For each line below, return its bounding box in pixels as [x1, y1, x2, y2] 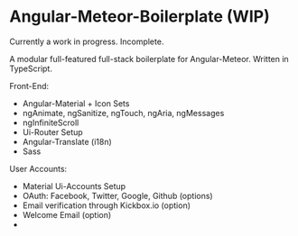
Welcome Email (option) [22, 209, 112, 220]
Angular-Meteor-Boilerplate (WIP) [9, 6, 270, 27]
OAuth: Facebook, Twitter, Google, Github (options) [22, 190, 214, 201]
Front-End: [9, 80, 50, 91]
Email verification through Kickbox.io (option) [22, 200, 191, 211]
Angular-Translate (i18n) [22, 136, 113, 147]
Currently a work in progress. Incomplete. [9, 36, 164, 47]
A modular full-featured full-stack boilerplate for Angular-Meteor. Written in [9, 53, 289, 64]
